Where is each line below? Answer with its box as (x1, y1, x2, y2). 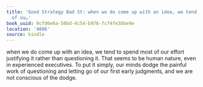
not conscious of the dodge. (6, 74, 77, 82)
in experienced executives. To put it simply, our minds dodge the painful (6, 61, 187, 69)
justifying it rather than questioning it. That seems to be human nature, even (6, 55, 196, 62)
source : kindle (6, 32, 45, 38)
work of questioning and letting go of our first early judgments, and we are (6, 68, 193, 75)
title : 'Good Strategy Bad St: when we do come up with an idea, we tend (6, 9, 198, 15)
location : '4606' (6, 26, 50, 32)
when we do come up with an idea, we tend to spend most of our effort (6, 48, 185, 55)
